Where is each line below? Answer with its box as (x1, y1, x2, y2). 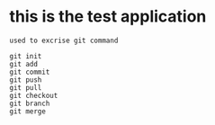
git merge (9, 106, 47, 116)
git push (9, 75, 42, 85)
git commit (9, 67, 50, 76)
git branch (9, 99, 50, 108)
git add (9, 59, 39, 68)
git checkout (9, 91, 58, 100)
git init (9, 51, 42, 60)
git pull (9, 83, 42, 92)
